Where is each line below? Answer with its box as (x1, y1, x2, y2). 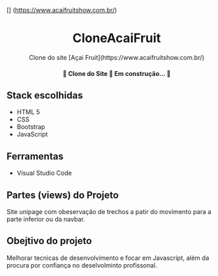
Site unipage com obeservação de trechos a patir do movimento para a (6, 207, 212, 215)
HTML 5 (16, 108, 41, 116)
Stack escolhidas (6, 89, 83, 101)
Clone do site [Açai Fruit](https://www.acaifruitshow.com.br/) (29, 53, 205, 61)
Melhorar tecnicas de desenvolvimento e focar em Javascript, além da (6, 254, 210, 262)
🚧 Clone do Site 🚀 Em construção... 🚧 (62, 69, 171, 77)
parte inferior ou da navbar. (6, 215, 85, 223)
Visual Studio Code (16, 169, 73, 177)
